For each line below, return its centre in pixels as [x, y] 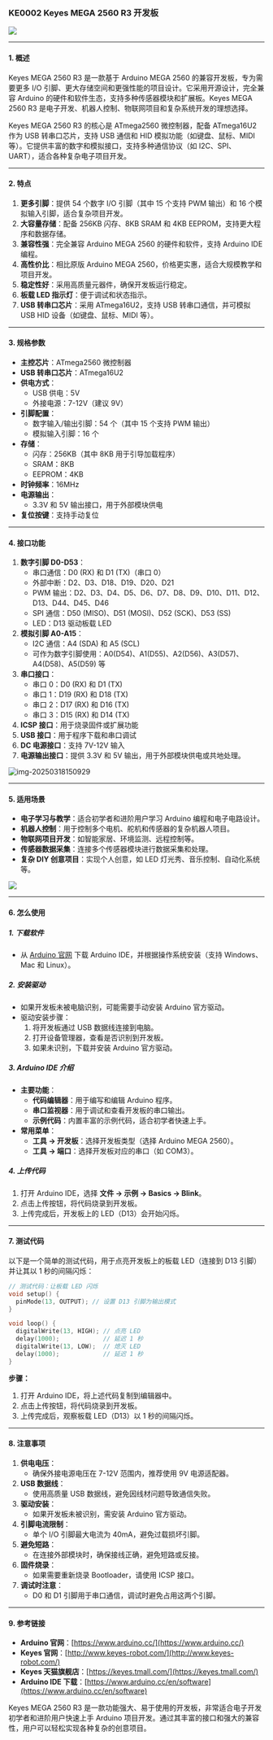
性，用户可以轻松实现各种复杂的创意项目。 [80, 1728]
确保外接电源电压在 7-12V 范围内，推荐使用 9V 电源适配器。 [132, 1473]
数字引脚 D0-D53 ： [53, 562]
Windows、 [243, 954]
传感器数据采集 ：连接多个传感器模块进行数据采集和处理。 [116, 849]
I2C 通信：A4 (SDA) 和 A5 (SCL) [86, 643]
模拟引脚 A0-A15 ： [52, 634]
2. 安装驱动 [27, 985]
